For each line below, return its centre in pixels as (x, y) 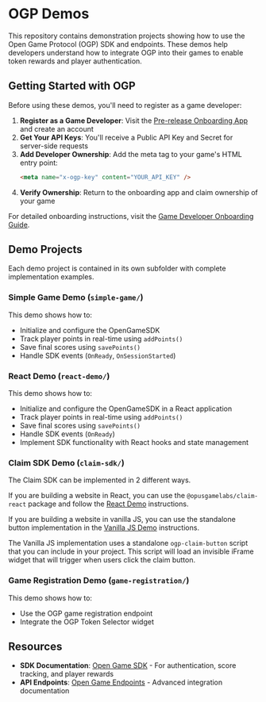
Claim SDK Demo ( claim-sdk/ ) (66, 462)
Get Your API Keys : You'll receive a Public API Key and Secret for (126, 137)
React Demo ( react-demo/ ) (59, 376)
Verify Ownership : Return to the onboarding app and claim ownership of (139, 192)
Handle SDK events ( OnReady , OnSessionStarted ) (98, 355)
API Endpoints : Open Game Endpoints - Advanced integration (121, 682)
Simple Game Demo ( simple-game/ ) (76, 297)
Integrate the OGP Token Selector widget (87, 621)
